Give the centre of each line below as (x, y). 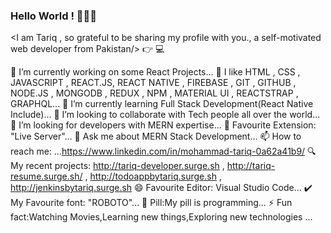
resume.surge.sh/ (46, 176)
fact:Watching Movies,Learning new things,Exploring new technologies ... (161, 217)
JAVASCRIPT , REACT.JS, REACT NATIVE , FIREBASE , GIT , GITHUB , (153, 83)
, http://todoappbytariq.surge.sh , (153, 176)
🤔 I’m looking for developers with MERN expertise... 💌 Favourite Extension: (163, 125)
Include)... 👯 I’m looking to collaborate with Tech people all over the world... (165, 115)
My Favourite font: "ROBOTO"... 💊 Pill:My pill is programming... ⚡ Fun (151, 203)
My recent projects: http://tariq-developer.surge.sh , (117, 166)
